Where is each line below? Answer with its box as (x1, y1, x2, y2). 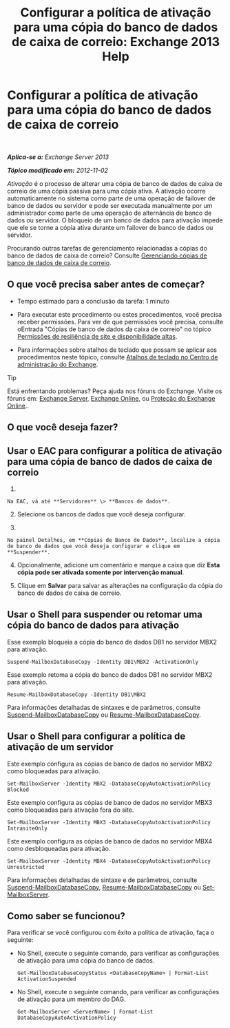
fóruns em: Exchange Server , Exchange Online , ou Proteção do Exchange (7, 394, 216, 402)
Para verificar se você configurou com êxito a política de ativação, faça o (7, 928, 215, 937)
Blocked (7, 786, 30, 793)
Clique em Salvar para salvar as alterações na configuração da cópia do (17, 581, 222, 589)
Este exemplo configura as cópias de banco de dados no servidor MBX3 (7, 798, 213, 806)
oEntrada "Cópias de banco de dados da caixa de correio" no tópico (17, 325, 211, 333)
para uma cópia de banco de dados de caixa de (7, 456, 213, 468)
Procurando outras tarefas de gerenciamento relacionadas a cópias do (7, 244, 208, 252)
